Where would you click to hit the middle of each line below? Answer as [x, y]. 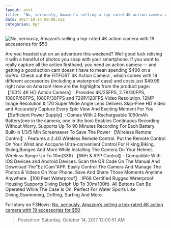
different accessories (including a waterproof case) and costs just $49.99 [82, 81]
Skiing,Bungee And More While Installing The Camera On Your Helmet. [79, 150]
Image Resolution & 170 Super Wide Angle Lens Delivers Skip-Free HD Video [85, 104]
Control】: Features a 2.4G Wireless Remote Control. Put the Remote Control [85, 138]
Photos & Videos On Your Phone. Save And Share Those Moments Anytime [84, 172]
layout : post [19, 10]
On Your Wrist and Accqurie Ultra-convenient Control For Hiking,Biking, [80, 144]
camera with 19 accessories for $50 [43, 210]
